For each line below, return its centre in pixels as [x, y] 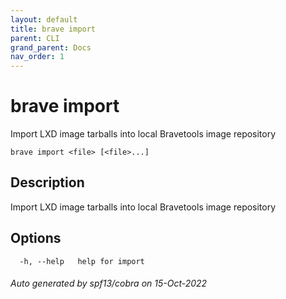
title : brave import [53, 29]
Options [36, 238]
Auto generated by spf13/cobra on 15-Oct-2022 [109, 283]
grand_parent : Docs [51, 47]
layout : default [44, 19]
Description [47, 182]
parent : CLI [35, 38]
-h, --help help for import [82, 261]
